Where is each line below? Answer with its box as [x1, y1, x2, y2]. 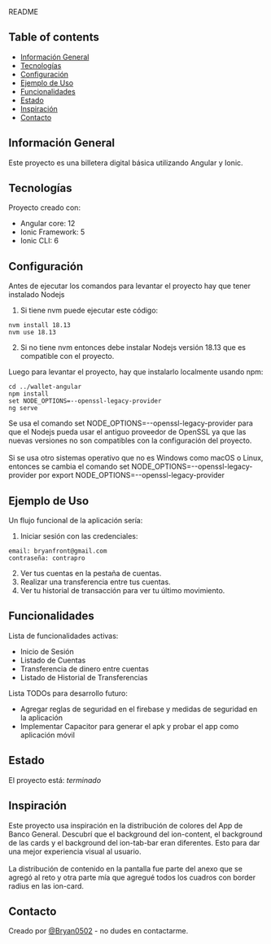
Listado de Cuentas [20, 655, 86, 665]
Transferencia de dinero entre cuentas [20, 663, 149, 674]
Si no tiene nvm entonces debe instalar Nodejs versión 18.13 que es [20, 343, 247, 352]
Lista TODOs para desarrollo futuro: [8, 688, 129, 698]
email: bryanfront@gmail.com [8, 547, 107, 556]
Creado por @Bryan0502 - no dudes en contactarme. [8, 926, 189, 936]
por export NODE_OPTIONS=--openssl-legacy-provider [37, 470, 225, 480]
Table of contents [8, 30, 99, 44]
